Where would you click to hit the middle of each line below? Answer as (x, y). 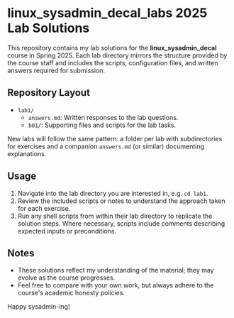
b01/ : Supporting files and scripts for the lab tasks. (102, 125)
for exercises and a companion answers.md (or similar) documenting (106, 146)
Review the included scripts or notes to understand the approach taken (121, 201)
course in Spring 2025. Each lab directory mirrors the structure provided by (117, 55)
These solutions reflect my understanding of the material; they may (116, 270)
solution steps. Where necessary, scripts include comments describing (121, 223)
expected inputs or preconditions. (67, 231)
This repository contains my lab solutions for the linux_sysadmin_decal (112, 48)
